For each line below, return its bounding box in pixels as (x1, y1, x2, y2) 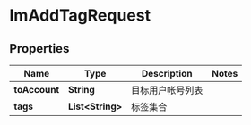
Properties (9, 41, 70, 56)
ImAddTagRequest (9, 5, 151, 26)
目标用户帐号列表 (131, 84, 203, 96)
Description (141, 68, 193, 79)
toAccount (13, 84, 60, 96)
